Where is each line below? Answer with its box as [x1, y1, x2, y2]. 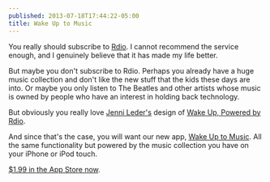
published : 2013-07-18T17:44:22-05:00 [8, 11, 139, 20]
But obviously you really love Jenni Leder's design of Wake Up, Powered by [8, 107, 261, 117]
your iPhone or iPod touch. [8, 149, 98, 159]
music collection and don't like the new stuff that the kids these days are [8, 74, 251, 84]
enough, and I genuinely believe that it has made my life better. [8, 50, 219, 60]
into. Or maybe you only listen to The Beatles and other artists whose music [8, 83, 261, 93]
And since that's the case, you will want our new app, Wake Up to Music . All [8, 131, 262, 142]
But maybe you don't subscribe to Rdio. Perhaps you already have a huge [8, 66, 255, 75]
